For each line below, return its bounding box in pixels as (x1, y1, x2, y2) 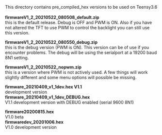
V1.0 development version (5, 124, 57, 130)
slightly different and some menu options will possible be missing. (5, 75, 137, 80)
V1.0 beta (5, 114, 24, 119)
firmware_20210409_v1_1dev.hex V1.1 (5, 84, 82, 89)
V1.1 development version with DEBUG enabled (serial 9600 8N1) (5, 100, 134, 105)
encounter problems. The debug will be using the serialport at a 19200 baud (5, 50, 157, 55)
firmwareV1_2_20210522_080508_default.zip (5, 15, 99, 20)
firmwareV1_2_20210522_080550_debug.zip (5, 39, 98, 45)
